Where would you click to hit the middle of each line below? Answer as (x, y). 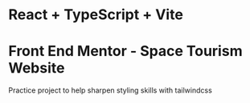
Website (37, 68)
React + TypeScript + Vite (96, 15)
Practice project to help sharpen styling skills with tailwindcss (111, 90)
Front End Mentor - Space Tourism (125, 51)
